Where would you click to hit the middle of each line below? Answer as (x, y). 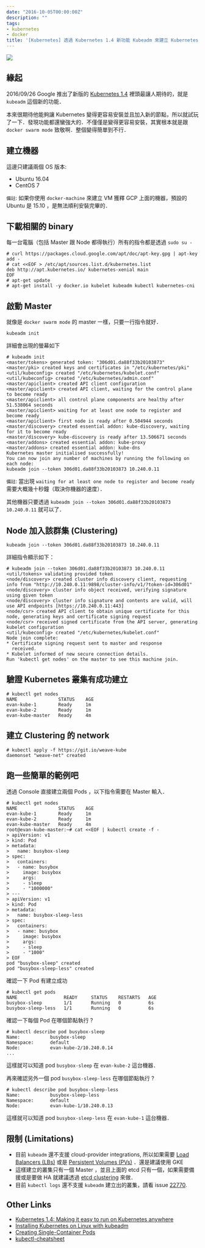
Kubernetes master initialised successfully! (65, 453)
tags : (13, 23)
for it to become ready (37, 432)
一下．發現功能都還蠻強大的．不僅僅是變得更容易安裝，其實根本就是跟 (99, 122)
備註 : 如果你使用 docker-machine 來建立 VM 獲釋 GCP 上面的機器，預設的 (97, 198)
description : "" (27, 18)
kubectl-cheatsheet (40, 1239)
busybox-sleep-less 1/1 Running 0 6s (80, 1008)
